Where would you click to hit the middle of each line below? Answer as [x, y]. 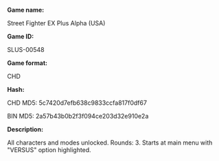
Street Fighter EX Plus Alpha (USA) [56, 23]
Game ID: [21, 36]
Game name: [26, 10]
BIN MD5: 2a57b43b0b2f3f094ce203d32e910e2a [78, 116]
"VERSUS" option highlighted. [49, 150]
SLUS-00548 [26, 50]
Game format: [27, 63]
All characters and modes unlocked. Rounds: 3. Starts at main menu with [110, 143]
